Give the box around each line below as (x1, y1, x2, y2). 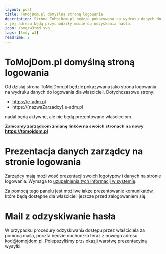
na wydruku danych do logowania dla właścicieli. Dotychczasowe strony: (5, 89, 155, 95)
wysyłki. (5, 243, 22, 249)
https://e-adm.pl (12, 98, 46, 105)
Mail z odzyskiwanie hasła (5, 210, 116, 222)
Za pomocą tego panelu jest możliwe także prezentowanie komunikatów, (5, 188, 154, 194)
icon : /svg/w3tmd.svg (5, 26, 50, 31)
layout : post (5, 7, 32, 12)
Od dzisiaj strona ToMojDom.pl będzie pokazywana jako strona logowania (5, 83, 157, 90)
